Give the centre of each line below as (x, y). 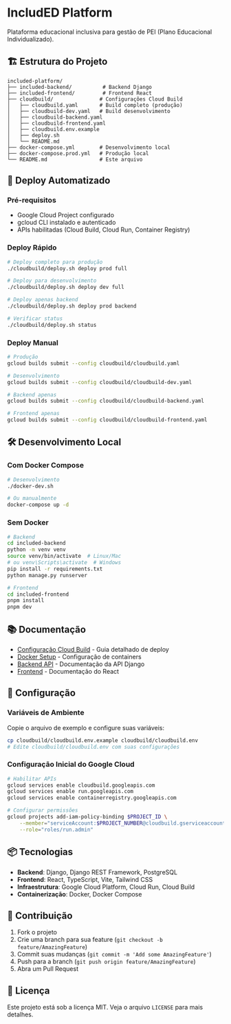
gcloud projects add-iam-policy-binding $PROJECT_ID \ (87, 817)
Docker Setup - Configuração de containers (79, 656)
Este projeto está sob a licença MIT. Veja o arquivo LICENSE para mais (105, 1007)
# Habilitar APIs (32, 779)
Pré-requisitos (32, 200)
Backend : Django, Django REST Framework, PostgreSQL (97, 872)
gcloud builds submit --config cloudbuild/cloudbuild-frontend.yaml (107, 420)
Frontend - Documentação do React (68, 671)
